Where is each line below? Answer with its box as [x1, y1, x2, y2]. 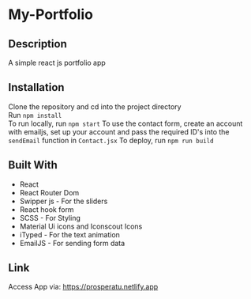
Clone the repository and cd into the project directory [8, 101, 182, 112]
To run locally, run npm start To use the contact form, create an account [8, 119, 243, 128]
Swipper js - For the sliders [19, 196, 108, 206]
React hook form [19, 204, 74, 214]
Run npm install [8, 110, 62, 119]
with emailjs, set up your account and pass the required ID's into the [8, 127, 230, 136]
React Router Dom [19, 187, 80, 197]
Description [8, 37, 67, 51]
